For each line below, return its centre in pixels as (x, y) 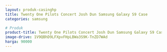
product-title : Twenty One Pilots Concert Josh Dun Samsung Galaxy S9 (80, 33)
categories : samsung (27, 19)
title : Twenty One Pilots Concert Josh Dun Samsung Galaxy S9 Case (77, 14)
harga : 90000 (19, 42)
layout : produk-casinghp (31, 10)
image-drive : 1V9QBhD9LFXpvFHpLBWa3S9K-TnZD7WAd (56, 37)
